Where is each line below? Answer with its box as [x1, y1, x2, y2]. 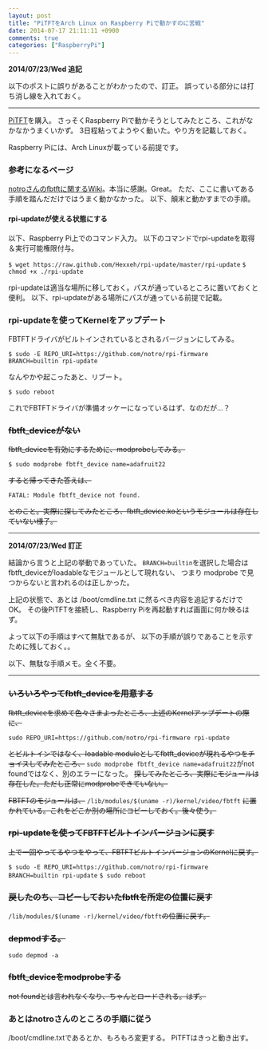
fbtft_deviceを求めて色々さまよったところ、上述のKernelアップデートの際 [8, 707, 250, 717]
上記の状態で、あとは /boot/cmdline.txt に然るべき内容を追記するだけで [8, 595, 243, 604]
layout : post [8, 11, 52, 20]
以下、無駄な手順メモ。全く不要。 [8, 659, 120, 668]
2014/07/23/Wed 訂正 [8, 541, 82, 551]
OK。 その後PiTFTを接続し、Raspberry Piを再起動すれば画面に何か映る [8, 604, 243, 615]
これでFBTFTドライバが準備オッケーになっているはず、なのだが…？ [8, 402, 231, 412]
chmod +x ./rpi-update [8, 267, 84, 275]
